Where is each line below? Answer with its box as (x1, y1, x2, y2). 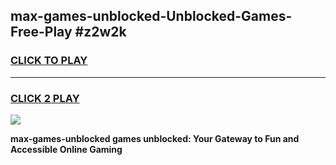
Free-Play (10, 24, 73, 41)
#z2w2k (74, 24, 127, 41)
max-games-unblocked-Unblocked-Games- (10, 8, 293, 25)
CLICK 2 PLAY (10, 91, 80, 105)
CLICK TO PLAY (10, 54, 88, 68)
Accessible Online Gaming (10, 143, 123, 155)
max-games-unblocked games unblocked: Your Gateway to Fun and (10, 132, 300, 144)
